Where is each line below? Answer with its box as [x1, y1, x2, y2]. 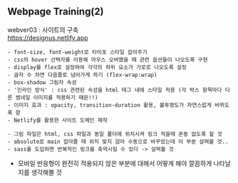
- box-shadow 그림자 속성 [7, 78, 77, 86]
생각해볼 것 [31, 167, 62, 177]
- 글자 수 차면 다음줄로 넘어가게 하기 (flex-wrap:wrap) [7, 71, 157, 78]
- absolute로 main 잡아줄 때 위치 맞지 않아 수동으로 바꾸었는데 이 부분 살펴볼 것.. [7, 138, 229, 145]
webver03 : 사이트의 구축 [7, 25, 79, 34]
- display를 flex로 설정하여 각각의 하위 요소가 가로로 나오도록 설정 [7, 63, 187, 70]
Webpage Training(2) [7, 6, 105, 18]
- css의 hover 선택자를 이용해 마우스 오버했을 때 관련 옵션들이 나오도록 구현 [7, 56, 208, 63]
